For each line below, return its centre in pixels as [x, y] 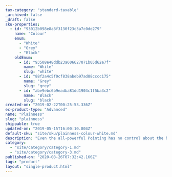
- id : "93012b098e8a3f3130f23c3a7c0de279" [56, 29]
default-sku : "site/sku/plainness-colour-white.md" [61, 133]
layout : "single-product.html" [39, 166]
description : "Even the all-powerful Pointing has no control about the [84, 138]
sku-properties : [23, 24]
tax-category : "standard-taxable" [42, 10]
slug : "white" [39, 72]
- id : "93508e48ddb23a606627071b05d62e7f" [65, 62]
